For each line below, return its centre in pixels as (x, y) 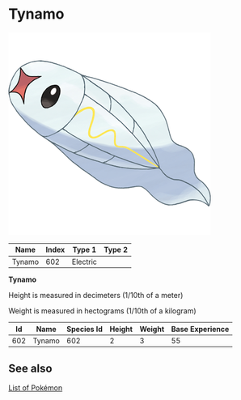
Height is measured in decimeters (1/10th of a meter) (96, 296)
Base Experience (200, 329)
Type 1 (85, 250)
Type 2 (116, 250)
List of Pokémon (36, 388)
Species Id (85, 329)
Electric (84, 262)
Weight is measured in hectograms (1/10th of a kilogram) (102, 311)
